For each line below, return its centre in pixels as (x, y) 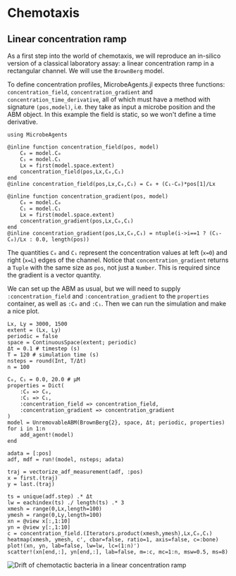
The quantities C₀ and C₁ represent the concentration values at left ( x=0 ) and (117, 252)
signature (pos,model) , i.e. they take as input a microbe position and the (112, 107)
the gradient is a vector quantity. (55, 275)
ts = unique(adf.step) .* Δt (50, 496)
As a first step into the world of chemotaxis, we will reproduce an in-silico (114, 56)
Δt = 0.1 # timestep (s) (44, 349)
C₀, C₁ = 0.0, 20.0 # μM (44, 380)
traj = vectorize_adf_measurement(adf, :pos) (75, 472)
